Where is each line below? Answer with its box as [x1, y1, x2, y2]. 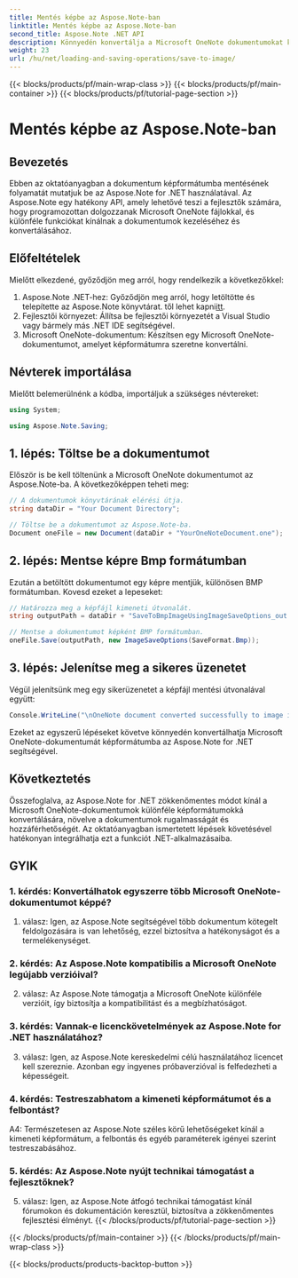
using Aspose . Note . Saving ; [9, 421, 109, 431]
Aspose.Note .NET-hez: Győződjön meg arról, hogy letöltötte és [21, 291, 255, 302]
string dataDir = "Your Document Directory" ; [9, 504, 180, 513]
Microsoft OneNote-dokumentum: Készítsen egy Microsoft [21, 329, 237, 340]
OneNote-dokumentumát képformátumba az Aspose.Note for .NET [9, 736, 254, 747]
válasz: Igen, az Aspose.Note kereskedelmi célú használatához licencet [21, 1052, 284, 1062]
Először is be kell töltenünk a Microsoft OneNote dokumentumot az [9, 470, 254, 480]
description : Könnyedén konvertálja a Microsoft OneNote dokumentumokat [9, 37, 284, 47]
